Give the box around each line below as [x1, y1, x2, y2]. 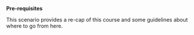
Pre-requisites [6, 5, 43, 12]
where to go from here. [6, 23, 63, 29]
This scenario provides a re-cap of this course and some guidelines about [6, 16, 188, 23]
